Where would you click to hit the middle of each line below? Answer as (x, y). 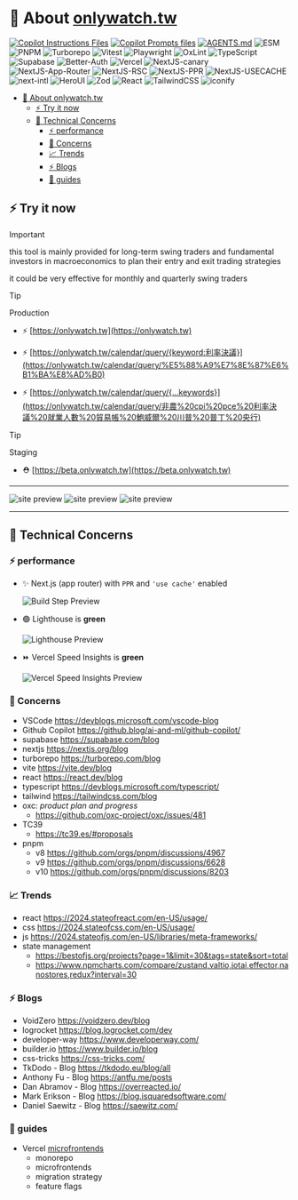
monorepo (54, 1157)
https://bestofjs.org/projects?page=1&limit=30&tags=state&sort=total (161, 956)
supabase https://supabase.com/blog (90, 739)
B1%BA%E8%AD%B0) (63, 374)
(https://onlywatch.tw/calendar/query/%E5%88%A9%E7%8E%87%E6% (155, 364)
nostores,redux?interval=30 (86, 975)
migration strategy (69, 1176)
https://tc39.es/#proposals (84, 834)
